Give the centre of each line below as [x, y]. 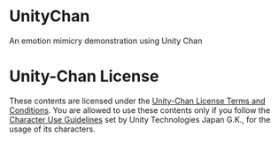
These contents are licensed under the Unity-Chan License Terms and [137, 101]
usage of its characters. [52, 129]
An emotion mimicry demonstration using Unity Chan [106, 41]
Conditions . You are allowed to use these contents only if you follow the [140, 110]
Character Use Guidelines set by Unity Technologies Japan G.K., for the [140, 119]
